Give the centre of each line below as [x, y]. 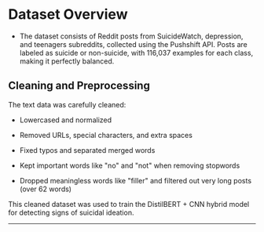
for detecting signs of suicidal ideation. [71, 212]
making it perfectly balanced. [67, 61]
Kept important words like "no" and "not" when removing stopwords [130, 165]
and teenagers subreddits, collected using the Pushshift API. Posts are [133, 44]
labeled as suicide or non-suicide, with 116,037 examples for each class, [136, 53]
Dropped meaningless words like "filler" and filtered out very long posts [136, 180]
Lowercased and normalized [66, 120]
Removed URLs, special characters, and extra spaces [106, 135]
